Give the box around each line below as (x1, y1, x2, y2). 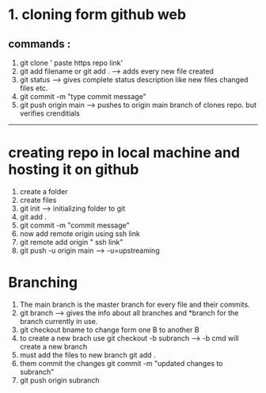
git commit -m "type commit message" (19, 92, 146, 101)
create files (19, 195, 57, 204)
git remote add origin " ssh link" (19, 237, 123, 246)
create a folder (19, 186, 68, 196)
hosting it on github (8, 161, 139, 179)
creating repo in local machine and (8, 144, 240, 162)
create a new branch (19, 341, 88, 351)
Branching (8, 273, 78, 292)
